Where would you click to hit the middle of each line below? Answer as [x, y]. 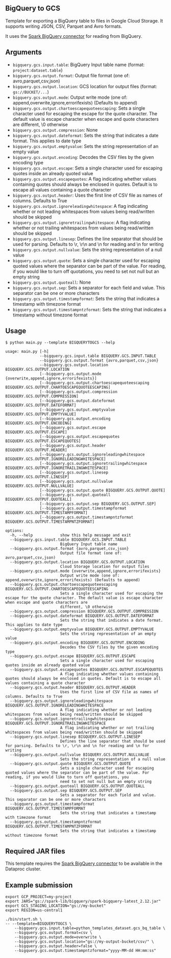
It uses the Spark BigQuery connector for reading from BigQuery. [74, 36]
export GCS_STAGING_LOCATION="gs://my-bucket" [56, 906]
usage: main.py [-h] [27, 352]
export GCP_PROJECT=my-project [39, 897]
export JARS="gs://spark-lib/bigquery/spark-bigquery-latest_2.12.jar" [83, 901]
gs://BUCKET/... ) [31, 92]
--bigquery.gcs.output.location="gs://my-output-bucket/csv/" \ [84, 942]
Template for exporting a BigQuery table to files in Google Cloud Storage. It [84, 20]
